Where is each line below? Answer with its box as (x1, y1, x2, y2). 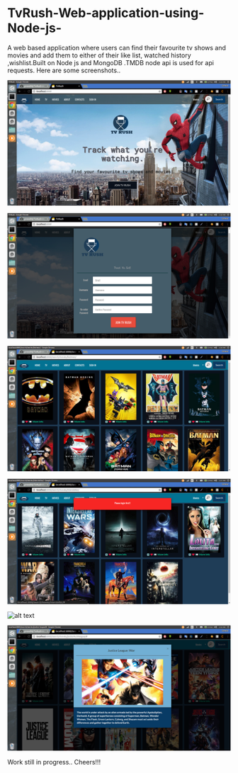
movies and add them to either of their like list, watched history (7, 51, 191, 60)
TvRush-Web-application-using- (7, 5, 205, 21)
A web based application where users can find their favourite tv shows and (7, 43, 227, 52)
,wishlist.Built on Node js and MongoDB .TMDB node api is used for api (7, 58, 215, 67)
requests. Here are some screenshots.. (7, 66, 121, 74)
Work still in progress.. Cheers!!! (7, 757, 101, 766)
